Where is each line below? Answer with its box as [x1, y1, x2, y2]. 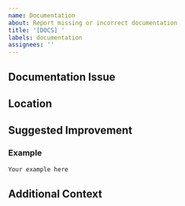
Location [8, 96, 53, 110]
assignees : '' [8, 41, 55, 49]
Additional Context [8, 187, 102, 200]
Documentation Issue [8, 70, 116, 84]
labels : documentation [8, 33, 83, 42]
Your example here [8, 165, 68, 174]
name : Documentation [8, 11, 76, 20]
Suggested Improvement [8, 124, 132, 137]
